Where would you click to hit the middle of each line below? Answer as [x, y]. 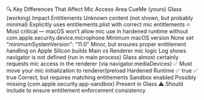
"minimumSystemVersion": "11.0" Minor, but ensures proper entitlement [96, 44]
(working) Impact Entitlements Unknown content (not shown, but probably [100, 18]
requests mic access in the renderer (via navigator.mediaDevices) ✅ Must [99, 64]
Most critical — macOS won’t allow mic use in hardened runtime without [97, 31]
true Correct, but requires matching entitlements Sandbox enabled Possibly [101, 77]
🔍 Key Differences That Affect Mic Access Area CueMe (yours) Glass [94, 9]
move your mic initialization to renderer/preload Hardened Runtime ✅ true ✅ [102, 70]
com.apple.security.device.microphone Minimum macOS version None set [100, 38]
